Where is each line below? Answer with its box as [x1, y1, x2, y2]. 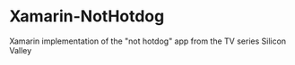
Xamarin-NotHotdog [9, 6, 165, 27]
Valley [9, 45, 32, 55]
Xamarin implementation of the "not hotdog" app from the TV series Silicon [9, 36, 287, 46]
